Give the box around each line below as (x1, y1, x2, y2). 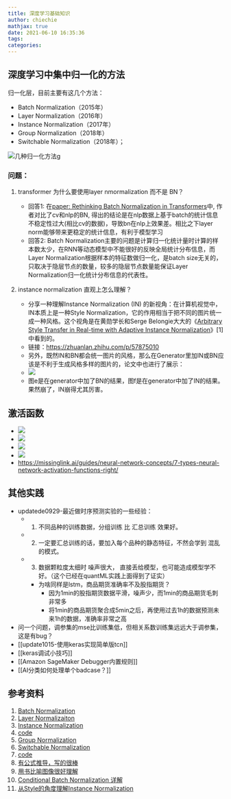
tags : (8, 36, 23, 43)
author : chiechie (8, 16, 58, 23)
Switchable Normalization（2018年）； (17, 137, 125, 145)
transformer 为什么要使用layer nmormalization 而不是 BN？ (17, 188, 184, 196)
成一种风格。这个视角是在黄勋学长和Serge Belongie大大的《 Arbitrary (27, 317, 223, 326)
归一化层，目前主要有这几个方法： (8, 88, 104, 97)
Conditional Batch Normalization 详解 (17, 776, 123, 784)
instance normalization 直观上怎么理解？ (17, 285, 132, 294)
